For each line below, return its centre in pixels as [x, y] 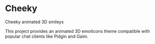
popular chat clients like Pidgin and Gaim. [47, 36]
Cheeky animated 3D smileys [34, 22]
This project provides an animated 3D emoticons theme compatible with [77, 31]
